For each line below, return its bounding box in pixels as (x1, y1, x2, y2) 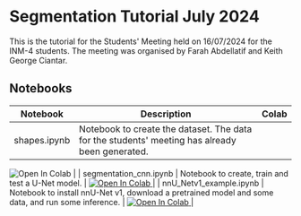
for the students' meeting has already (79, 134, 236, 146)
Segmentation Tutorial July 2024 (9, 6, 260, 27)
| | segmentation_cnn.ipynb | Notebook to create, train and (73, 168, 289, 178)
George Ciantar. (9, 55, 68, 65)
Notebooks (9, 81, 73, 96)
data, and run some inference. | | (9, 196, 194, 207)
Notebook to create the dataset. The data (79, 123, 253, 135)
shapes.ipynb (13, 134, 71, 146)
